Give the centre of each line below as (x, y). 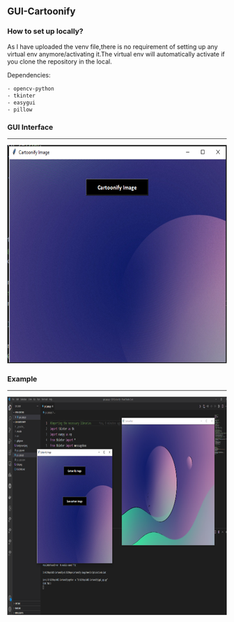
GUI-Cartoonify (41, 12)
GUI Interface (30, 127)
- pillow (20, 110)
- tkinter (22, 96)
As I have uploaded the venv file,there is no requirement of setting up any (112, 46)
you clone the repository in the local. (60, 61)
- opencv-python (31, 89)
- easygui (22, 103)
